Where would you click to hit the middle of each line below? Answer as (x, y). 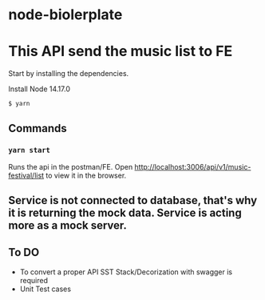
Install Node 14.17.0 (39, 89)
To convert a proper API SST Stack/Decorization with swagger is (126, 272)
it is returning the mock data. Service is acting (125, 213)
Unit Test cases (45, 289)
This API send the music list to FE (121, 52)
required (34, 280)
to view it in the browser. (86, 175)
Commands (38, 128)
